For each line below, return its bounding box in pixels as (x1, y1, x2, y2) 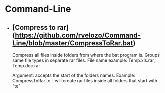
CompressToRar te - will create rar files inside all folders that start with (12, 78, 157, 83)
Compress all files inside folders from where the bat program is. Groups (12, 52, 160, 58)
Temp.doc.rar (12, 63, 41, 68)
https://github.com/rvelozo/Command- (15, 31, 141, 39)
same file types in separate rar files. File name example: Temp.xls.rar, (12, 57, 155, 63)
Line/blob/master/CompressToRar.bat (12, 39, 133, 47)
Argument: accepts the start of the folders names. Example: (12, 72, 136, 78)
